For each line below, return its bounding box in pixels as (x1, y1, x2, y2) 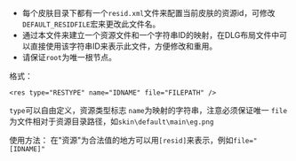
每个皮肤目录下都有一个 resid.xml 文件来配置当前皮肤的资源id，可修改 (21, 8, 276, 18)
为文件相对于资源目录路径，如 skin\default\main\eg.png (9, 116, 214, 126)
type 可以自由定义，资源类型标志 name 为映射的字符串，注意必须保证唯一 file (9, 105, 287, 115)
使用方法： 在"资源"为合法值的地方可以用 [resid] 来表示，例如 (9, 135, 234, 145)
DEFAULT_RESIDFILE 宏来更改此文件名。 (21, 19, 161, 29)
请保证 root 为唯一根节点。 (21, 52, 117, 62)
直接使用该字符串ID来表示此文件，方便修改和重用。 (29, 41, 218, 51)
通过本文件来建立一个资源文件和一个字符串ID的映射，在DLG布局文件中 (21, 30, 280, 40)
